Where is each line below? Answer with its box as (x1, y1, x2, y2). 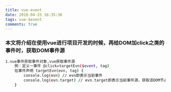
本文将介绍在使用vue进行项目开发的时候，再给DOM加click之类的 (5, 39, 164, 46)
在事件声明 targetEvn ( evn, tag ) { (14, 68, 84, 74)
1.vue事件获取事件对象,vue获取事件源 (5, 59, 75, 64)
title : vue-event (5, 7, 42, 13)
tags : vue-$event (5, 17, 42, 22)
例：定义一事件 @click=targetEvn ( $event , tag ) (14, 64, 109, 69)
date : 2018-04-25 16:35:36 (5, 12, 63, 17)
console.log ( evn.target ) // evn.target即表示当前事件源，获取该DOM (23, 78, 160, 83)
